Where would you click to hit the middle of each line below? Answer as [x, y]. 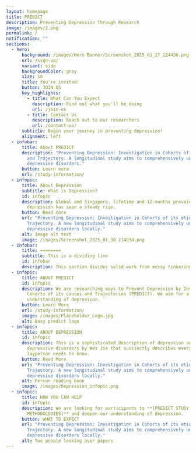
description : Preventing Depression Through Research [73, 22]
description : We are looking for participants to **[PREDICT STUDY [105, 408]
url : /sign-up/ [40, 60]
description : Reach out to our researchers [86, 120]
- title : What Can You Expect [64, 98]
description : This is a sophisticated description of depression [102, 343]
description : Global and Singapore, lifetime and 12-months [96, 202]
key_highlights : [41, 93]
